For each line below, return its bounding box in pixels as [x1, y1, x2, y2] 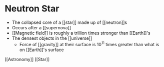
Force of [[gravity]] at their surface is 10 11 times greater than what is [19, 40, 159, 47]
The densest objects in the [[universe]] [11, 35, 92, 41]
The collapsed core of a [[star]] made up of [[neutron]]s [11, 19, 127, 25]
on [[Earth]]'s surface [19, 47, 64, 53]
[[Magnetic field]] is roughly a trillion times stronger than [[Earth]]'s [11, 30, 150, 36]
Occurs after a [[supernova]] [11, 24, 71, 30]
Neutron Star [4, 3, 59, 14]
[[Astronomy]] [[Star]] [4, 56, 50, 62]
